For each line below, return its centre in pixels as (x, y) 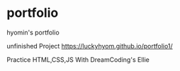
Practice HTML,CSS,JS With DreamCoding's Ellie (78, 59)
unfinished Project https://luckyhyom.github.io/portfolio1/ (90, 46)
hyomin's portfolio (33, 32)
